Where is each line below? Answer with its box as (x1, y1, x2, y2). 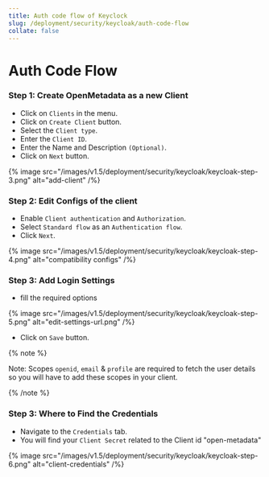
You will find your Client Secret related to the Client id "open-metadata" (19, 435, 262, 445)
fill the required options (19, 293, 98, 302)
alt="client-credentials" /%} (32, 459, 125, 469)
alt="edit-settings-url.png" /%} (31, 317, 135, 327)
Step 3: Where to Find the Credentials (8, 408, 159, 419)
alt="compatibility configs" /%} (32, 255, 137, 265)
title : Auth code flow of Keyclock (8, 11, 128, 20)
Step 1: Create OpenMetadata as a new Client (8, 90, 189, 101)
